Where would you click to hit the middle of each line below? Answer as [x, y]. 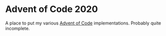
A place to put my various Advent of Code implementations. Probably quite [83, 23]
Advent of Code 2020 [52, 9]
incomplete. [18, 28]
